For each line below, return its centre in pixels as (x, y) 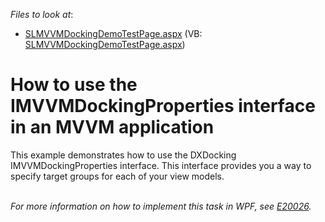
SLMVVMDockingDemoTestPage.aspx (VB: (113, 33)
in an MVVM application (112, 127)
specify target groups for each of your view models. (117, 176)
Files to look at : (42, 14)
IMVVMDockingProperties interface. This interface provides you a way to (161, 165)
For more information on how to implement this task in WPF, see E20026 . (161, 206)
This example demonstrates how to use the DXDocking (123, 155)
